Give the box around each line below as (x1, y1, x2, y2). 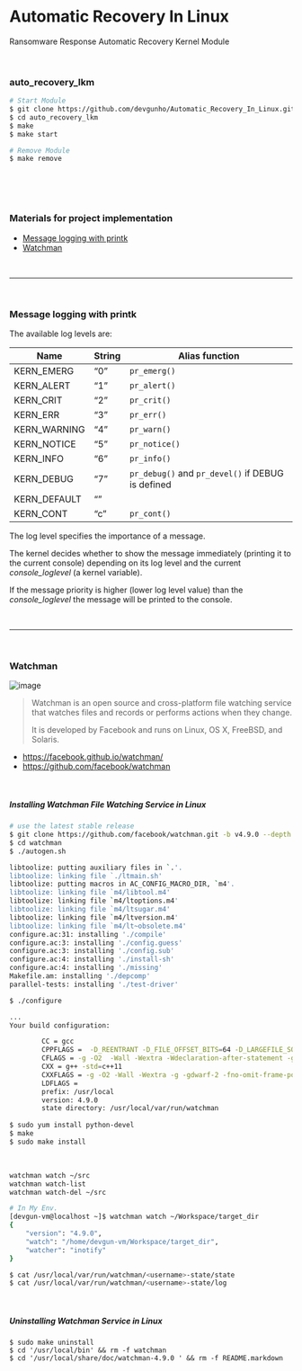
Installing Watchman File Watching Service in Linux (9, 798, 207, 810)
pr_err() (129, 409, 167, 420)
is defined (129, 478, 173, 491)
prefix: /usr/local (41, 1087, 115, 1096)
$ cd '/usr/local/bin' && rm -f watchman (9, 1346, 167, 1355)
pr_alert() (129, 380, 176, 390)
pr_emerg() (129, 366, 176, 376)
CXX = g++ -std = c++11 (41, 1063, 123, 1072)
